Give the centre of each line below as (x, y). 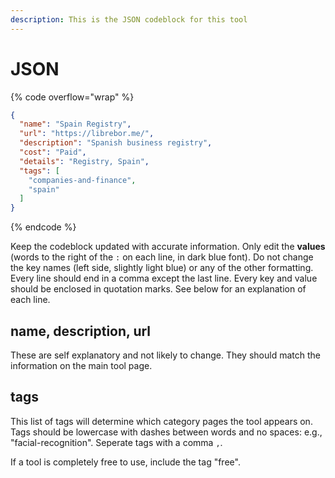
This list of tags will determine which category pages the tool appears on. (161, 421)
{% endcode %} (43, 227)
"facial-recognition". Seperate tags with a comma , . (116, 442)
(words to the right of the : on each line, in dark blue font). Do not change (162, 257)
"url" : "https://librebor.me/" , (87, 134)
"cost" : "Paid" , (53, 152)
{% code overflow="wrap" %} (72, 97)
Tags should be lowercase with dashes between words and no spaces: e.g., (166, 432)
